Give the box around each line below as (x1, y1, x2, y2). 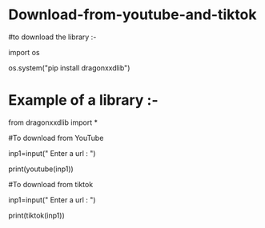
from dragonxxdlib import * (8, 118, 98, 127)
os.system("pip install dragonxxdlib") (8, 62, 130, 73)
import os (8, 47, 40, 57)
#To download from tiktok (8, 179, 94, 189)
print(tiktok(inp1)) (8, 210, 66, 220)
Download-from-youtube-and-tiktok (8, 6, 257, 24)
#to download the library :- (8, 32, 97, 42)
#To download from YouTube (8, 133, 104, 142)
